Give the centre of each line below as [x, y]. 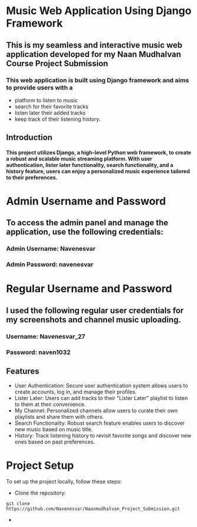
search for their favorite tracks [51, 106]
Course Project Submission [57, 63]
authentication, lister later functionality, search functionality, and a [90, 165]
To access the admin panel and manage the [87, 223]
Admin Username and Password [86, 201]
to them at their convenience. [50, 404]
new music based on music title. [54, 429]
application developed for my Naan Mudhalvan [94, 54]
